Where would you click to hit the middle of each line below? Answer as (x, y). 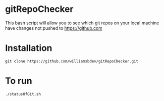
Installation (29, 48)
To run (19, 81)
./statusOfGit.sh (23, 94)
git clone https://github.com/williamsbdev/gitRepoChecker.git (72, 61)
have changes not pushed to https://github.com (54, 28)
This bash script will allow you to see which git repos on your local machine (82, 23)
